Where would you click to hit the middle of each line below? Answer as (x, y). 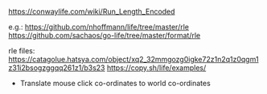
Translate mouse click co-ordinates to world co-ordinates (115, 83)
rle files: (22, 51)
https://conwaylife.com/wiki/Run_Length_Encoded (92, 12)
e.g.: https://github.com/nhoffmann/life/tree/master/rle (99, 27)
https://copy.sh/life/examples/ (156, 68)
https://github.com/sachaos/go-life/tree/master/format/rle (105, 35)
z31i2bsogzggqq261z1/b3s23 (57, 68)
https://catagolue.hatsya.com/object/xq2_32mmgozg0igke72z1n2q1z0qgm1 (133, 59)
